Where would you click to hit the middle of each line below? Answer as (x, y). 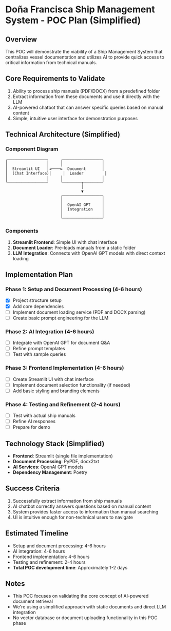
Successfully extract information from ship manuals (67, 501)
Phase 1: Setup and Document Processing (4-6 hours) (74, 290)
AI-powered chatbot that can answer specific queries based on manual (88, 107)
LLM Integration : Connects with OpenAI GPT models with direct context (89, 253)
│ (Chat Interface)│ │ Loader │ (56, 173)
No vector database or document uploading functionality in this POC (85, 618)
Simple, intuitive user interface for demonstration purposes (75, 118)
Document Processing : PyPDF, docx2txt (56, 461)
